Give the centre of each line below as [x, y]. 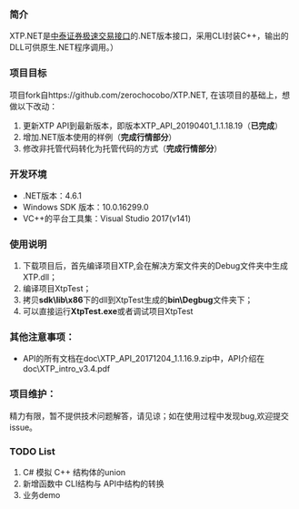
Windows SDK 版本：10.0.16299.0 [85, 207]
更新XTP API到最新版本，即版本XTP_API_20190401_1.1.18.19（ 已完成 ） [153, 126]
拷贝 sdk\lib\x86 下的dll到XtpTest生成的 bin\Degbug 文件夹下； [138, 300]
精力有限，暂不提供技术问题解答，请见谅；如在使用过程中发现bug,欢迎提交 [149, 415]
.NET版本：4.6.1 [52, 195]
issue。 [24, 427]
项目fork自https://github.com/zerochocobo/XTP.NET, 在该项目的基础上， [146, 95]
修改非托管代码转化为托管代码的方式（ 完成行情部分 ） [122, 148]
